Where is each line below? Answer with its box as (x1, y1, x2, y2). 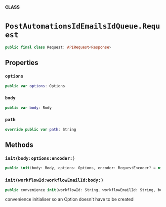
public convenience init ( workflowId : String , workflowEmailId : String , (5, 187, 156, 193)
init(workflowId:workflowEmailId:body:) (5, 177, 104, 183)
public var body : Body (5, 105, 52, 110)
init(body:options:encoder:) (5, 156, 76, 161)
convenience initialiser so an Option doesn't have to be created (5, 196, 134, 203)
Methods (5, 141, 34, 149)
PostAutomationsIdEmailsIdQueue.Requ (5, 22, 161, 31)
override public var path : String (5, 127, 77, 132)
